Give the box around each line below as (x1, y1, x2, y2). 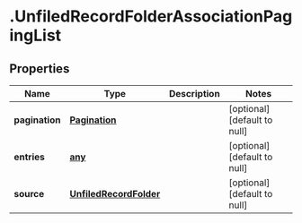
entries (13, 150, 45, 163)
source (13, 188, 45, 200)
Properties (9, 61, 70, 76)
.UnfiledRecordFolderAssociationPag (9, 6, 293, 27)
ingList (9, 25, 62, 46)
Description (169, 88, 220, 99)
